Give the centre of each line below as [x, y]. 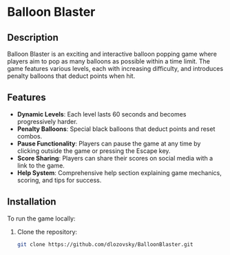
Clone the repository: [47, 232]
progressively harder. [47, 121]
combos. [30, 136]
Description [33, 38]
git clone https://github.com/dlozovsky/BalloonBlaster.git [105, 244]
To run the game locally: [41, 218]
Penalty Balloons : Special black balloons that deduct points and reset [116, 129]
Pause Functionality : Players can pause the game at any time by [109, 143]
